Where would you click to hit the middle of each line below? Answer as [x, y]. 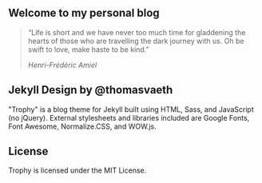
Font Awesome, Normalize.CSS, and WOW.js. [83, 126]
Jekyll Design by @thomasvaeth [91, 90]
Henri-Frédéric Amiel [62, 65]
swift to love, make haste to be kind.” [88, 49]
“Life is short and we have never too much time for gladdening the [137, 32]
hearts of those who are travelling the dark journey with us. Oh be [136, 41]
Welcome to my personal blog [84, 13]
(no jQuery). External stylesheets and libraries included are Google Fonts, [129, 117]
